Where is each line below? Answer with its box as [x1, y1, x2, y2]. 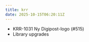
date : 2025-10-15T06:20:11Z [5, 12, 65, 17]
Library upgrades [12, 31, 49, 37]
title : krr [5, 7, 28, 12]
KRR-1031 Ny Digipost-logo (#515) [12, 25, 84, 31]
